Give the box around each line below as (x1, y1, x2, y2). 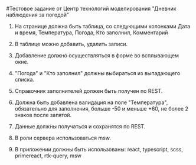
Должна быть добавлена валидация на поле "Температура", (14, 99, 168, 106)
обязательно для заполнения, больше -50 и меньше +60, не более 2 (14, 105, 189, 112)
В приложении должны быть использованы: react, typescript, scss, (14, 146, 183, 153)
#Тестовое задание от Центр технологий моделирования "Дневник (6, 5, 177, 12)
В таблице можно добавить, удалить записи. (14, 41, 128, 47)
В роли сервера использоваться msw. (14, 134, 111, 141)
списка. (14, 76, 34, 83)
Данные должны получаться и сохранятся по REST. (14, 123, 146, 130)
